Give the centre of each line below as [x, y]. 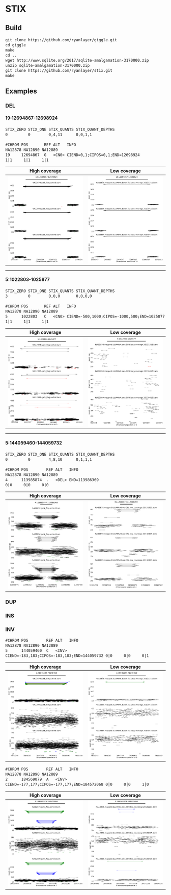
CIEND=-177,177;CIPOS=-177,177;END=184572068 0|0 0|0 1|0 [77, 784]
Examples [21, 91]
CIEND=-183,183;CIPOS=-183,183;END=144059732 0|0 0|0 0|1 [77, 656]
